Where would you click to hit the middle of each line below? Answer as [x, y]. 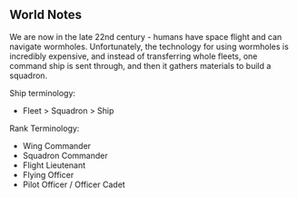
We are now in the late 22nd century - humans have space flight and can [146, 36]
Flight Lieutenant [54, 165]
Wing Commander [57, 145]
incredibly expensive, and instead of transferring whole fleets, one [134, 56]
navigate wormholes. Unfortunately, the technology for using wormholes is [149, 46]
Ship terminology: [42, 93]
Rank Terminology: [45, 128]
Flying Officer [48, 174]
